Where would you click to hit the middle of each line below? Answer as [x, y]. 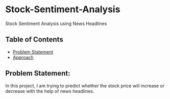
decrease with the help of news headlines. [50, 91]
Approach [23, 57]
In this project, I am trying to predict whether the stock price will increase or [85, 86]
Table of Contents [34, 40]
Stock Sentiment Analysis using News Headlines [56, 23]
